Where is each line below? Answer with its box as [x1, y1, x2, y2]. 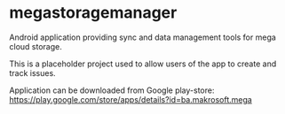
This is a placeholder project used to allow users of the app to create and [9, 58, 277, 69]
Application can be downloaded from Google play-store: [9, 85, 215, 95]
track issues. [9, 67, 56, 78]
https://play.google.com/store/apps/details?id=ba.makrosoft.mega [9, 94, 253, 104]
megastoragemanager [9, 3, 178, 23]
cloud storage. [9, 41, 62, 51]
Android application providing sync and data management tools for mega [9, 32, 277, 42]
